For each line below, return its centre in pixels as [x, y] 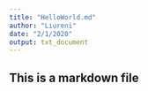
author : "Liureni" [43, 26]
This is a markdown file [74, 77]
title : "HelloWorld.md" [53, 17]
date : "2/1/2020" [41, 34]
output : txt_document [49, 42]
